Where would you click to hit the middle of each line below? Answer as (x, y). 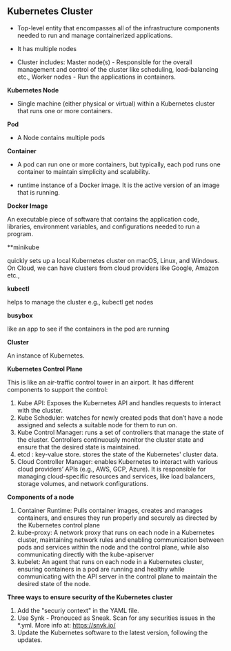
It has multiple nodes (47, 48)
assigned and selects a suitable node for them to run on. (97, 425)
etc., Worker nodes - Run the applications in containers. (96, 77)
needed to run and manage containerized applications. (95, 35)
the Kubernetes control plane (58, 525)
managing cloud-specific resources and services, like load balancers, (116, 476)
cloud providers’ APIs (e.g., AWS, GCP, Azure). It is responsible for (111, 469)
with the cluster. (40, 410)
